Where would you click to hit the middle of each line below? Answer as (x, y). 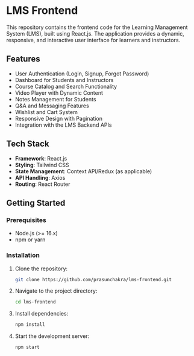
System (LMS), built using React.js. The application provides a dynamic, (95, 33)
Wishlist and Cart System (46, 112)
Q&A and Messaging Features (52, 106)
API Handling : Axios (40, 177)
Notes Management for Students (55, 99)
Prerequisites (26, 220)
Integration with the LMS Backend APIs (63, 125)
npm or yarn (30, 240)
